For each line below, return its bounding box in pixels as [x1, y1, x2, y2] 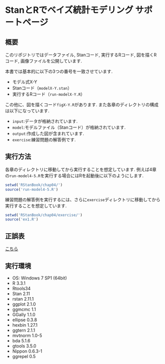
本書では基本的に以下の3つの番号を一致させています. [5, 68, 113, 74]
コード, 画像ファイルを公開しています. [5, 58, 82, 64]
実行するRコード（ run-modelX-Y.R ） [12, 91, 85, 97]
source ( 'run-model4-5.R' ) [5, 187, 58, 192]
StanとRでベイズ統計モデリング [5, 4, 133, 16]
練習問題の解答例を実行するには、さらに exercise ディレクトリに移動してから [5, 196, 161, 202]
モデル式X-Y [12, 79, 37, 85]
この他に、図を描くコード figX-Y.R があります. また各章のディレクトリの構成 [5, 102, 159, 107]
